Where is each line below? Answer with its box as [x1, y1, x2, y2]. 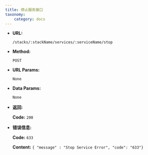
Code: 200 [12, 114, 34, 120]
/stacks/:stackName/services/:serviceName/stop [12, 40, 113, 45]
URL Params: [12, 67, 40, 73]
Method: [12, 48, 31, 55]
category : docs [14, 16, 46, 21]
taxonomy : [5, 12, 26, 17]
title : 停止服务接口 [5, 7, 43, 12]
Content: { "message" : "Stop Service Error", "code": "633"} [12, 144, 144, 150]
